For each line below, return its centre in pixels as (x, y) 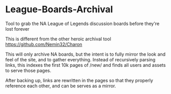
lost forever (17, 29)
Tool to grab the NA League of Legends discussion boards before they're (82, 24)
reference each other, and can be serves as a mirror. (61, 86)
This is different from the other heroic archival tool (58, 39)
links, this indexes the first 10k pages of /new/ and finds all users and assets (85, 65)
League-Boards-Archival (59, 9)
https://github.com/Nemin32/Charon (44, 44)
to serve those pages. (28, 70)
